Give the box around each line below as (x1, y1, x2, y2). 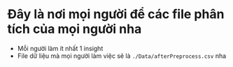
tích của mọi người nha (7, 21, 142, 37)
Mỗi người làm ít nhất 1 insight (17, 44, 104, 52)
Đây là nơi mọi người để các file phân (7, 6, 225, 22)
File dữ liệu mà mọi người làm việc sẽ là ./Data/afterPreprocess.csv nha (17, 52, 227, 60)
